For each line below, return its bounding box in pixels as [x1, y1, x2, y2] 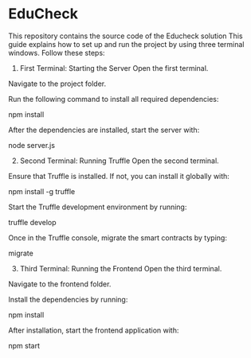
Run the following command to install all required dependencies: [8, 94, 219, 103]
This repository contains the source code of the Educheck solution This [8, 31, 243, 41]
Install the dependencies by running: [8, 294, 128, 304]
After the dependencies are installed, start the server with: [8, 125, 200, 134]
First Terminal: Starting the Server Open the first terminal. [19, 63, 209, 72]
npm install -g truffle [8, 186, 76, 196]
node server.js [8, 140, 56, 150]
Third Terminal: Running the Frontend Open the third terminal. [19, 263, 222, 273]
